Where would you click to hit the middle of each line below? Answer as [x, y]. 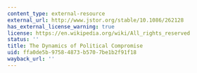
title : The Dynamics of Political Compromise [75, 46]
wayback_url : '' [31, 59]
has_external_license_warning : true [61, 26]
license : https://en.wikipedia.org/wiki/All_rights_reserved [99, 33]
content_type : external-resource [56, 14]
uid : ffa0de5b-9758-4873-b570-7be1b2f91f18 [72, 53]
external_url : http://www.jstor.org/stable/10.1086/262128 [96, 20]
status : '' [23, 40]
